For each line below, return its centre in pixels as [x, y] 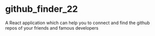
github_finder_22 [42, 9]
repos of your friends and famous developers [52, 28]
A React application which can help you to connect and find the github [77, 23]
